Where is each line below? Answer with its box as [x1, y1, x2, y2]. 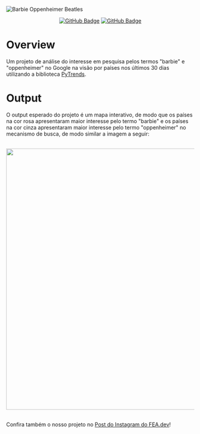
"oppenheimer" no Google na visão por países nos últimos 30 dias [6, 64, 170, 71]
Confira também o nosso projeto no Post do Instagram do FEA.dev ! [6, 421, 171, 428]
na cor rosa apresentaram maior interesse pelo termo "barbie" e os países [6, 117, 189, 125]
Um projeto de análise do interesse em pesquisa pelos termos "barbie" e [6, 57, 185, 65]
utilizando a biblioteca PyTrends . [6, 70, 87, 78]
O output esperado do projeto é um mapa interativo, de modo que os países [6, 111, 193, 118]
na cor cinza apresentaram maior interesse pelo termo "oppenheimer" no [6, 124, 186, 131]
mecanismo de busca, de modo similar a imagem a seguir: [6, 130, 150, 137]
